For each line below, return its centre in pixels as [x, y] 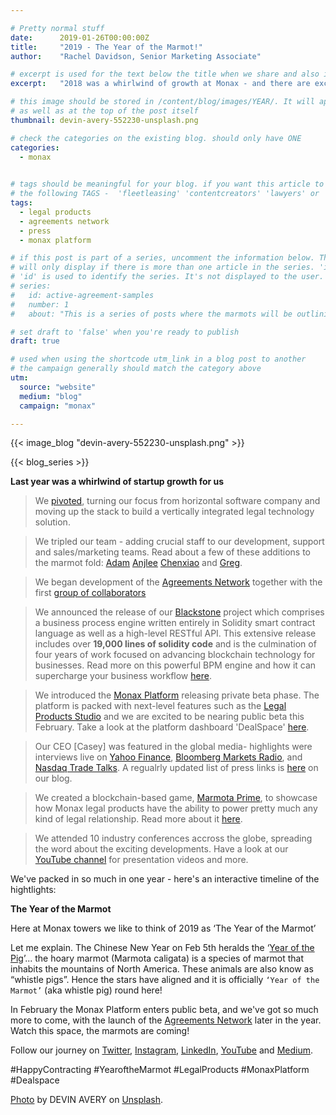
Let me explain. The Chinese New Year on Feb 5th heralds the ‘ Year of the [162, 948]
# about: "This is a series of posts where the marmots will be [151, 314]
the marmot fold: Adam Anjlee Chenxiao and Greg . [138, 563]
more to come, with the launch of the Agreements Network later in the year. [166, 1020]
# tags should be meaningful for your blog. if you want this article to [167, 184]
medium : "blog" [51, 396]
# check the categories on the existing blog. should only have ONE [156, 138]
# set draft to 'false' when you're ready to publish [125, 332]
